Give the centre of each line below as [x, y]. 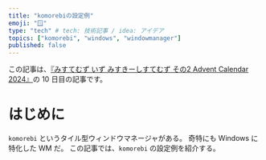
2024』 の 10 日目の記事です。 [57, 79]
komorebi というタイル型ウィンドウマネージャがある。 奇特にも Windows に [133, 138]
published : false [37, 46]
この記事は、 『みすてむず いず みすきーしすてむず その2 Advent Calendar [129, 70]
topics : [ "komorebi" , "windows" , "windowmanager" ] [95, 38]
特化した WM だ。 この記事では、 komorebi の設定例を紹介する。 [115, 148]
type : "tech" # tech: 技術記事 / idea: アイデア [86, 30]
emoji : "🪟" [28, 23]
